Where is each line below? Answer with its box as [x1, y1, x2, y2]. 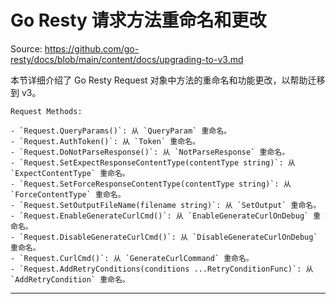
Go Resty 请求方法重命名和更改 [10, 9, 267, 32]
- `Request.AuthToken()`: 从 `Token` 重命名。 [10, 136, 200, 146]
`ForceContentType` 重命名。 [10, 189, 126, 200]
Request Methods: [10, 106, 83, 116]
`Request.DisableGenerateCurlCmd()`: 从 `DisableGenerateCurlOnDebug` [19, 232, 318, 242]
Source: [10, 42, 43, 55]
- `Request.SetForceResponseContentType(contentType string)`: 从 [10, 179, 292, 189]
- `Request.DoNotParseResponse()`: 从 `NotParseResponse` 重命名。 [10, 147, 290, 157]
